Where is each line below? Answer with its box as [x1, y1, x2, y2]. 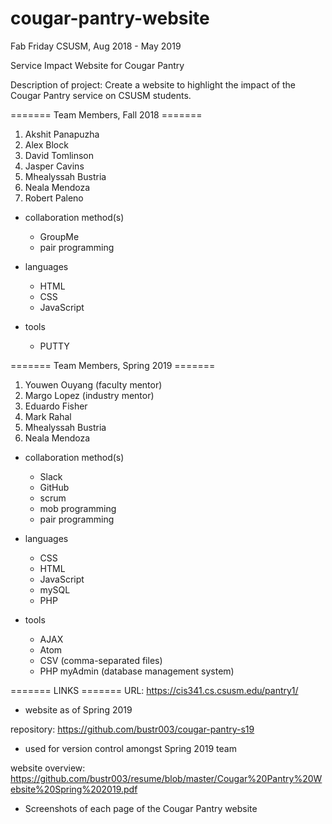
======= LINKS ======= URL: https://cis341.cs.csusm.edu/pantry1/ [10, 684, 299, 696]
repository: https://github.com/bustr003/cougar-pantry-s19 [10, 723, 255, 735]
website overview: [10, 762, 86, 774]
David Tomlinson [24, 149, 95, 161]
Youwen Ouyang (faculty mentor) [24, 378, 163, 391]
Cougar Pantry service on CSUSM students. [10, 89, 192, 101]
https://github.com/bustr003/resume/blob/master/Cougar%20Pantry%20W [10, 772, 323, 784]
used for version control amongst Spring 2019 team [24, 742, 237, 754]
